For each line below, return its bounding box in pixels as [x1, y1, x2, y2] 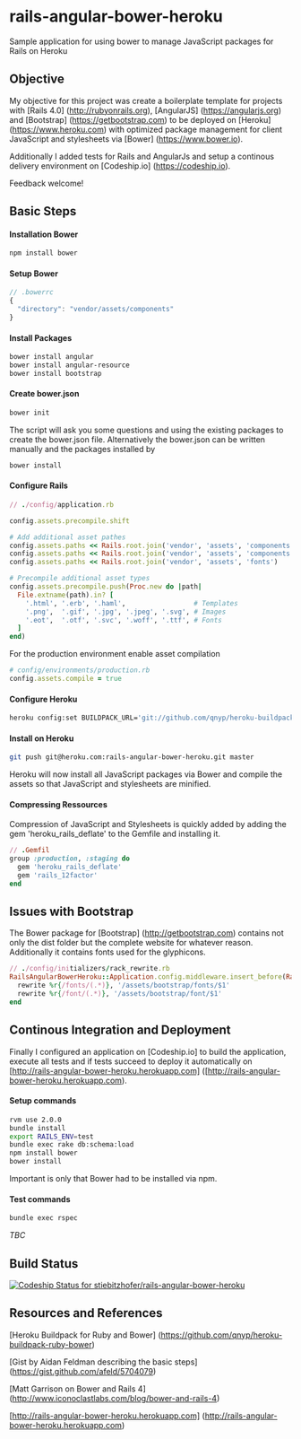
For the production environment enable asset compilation [9, 649, 221, 659]
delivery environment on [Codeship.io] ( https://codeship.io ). [9, 160, 231, 171]
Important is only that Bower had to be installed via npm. [9, 1173, 218, 1184]
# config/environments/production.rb [9, 666, 150, 675]
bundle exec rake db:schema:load [9, 1140, 134, 1149]
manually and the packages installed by [9, 443, 156, 454]
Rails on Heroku [9, 45, 68, 56]
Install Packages [9, 332, 73, 343]
